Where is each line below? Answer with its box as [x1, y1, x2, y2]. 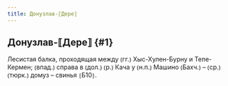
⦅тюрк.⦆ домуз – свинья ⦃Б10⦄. [7, 71, 97, 80]
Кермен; [7, 63, 33, 71]
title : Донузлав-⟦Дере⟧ [7, 10, 78, 18]
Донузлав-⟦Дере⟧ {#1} [7, 37, 113, 49]
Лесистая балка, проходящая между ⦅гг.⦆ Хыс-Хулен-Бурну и [7, 55, 193, 63]
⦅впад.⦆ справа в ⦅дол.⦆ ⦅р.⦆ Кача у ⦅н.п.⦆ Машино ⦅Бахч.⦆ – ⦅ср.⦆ [34, 63, 221, 71]
